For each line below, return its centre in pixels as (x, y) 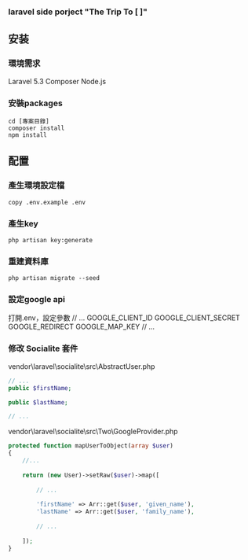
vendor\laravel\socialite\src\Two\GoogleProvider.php (93, 432)
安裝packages (35, 103)
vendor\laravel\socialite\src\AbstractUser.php (82, 366)
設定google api (36, 300)
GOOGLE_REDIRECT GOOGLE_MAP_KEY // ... (82, 327)
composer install (36, 128)
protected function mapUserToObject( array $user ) (91, 446)
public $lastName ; (38, 402)
